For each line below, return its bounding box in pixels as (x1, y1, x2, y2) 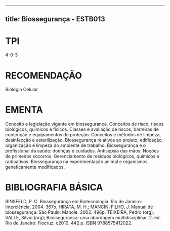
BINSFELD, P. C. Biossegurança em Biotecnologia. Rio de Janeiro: (5, 199, 142, 205)
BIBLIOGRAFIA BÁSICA (5, 182, 103, 193)
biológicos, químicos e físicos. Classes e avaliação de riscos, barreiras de (5, 126, 159, 132)
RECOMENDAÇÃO (5, 69, 82, 81)
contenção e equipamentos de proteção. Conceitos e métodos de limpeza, (5, 132, 161, 138)
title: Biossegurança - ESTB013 (5, 15, 105, 23)
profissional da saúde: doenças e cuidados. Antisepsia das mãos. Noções (5, 148, 159, 154)
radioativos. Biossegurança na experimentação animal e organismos (5, 159, 148, 165)
